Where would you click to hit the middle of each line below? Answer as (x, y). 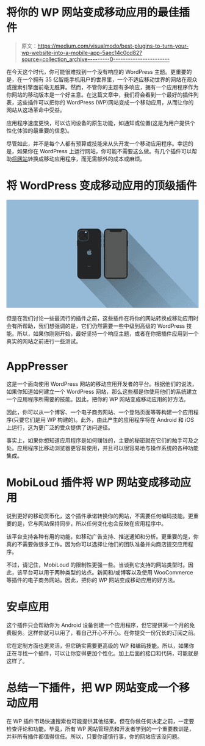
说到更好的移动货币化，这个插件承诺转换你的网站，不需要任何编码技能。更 (100, 516)
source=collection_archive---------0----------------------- (95, 59)
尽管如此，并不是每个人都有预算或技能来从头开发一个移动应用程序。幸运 (97, 143)
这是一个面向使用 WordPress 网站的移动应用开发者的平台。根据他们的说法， (102, 384)
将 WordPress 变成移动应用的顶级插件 (102, 186)
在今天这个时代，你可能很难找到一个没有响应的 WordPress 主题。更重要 (96, 71)
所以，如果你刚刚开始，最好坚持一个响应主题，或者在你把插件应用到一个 (108, 334)
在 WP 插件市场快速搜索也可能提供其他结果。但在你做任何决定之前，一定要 (100, 721)
